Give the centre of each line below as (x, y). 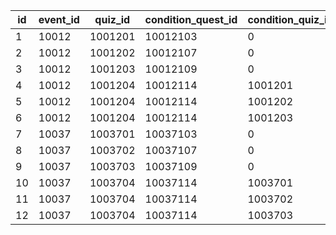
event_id (59, 19)
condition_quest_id (191, 19)
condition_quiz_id (290, 19)
